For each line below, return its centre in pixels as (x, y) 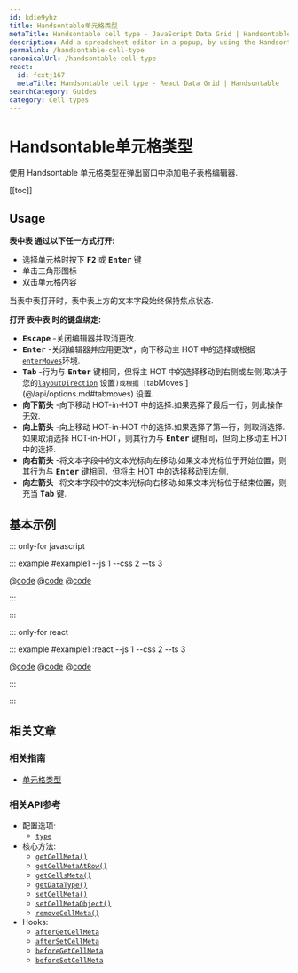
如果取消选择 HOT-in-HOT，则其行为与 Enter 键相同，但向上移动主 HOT (155, 438)
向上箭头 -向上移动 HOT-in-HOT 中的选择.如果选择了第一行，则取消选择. (153, 428)
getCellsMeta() (63, 875)
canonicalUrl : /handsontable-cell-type (83, 59)
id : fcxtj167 (41, 75)
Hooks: (35, 922)
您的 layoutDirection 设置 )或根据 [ (85, 383)
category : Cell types (49, 100)
